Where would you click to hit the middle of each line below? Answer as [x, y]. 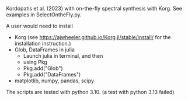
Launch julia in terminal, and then [63, 56]
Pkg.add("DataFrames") [52, 74]
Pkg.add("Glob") [43, 68]
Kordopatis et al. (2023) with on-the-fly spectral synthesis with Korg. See [94, 8]
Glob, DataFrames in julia [44, 50]
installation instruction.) [43, 43]
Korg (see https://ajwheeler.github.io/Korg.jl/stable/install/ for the [93, 37]
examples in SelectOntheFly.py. [44, 15]
